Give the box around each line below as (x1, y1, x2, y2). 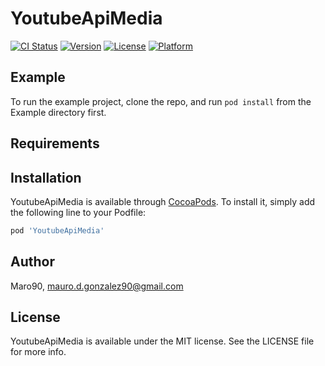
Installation (10, 169, 82, 186)
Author (10, 253, 55, 271)
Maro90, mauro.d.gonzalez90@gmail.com (10, 280, 184, 292)
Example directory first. (10, 106, 107, 118)
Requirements (10, 135, 100, 152)
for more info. (10, 346, 67, 358)
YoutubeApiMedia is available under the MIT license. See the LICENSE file (10, 335, 315, 347)
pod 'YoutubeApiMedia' (10, 225, 105, 236)
